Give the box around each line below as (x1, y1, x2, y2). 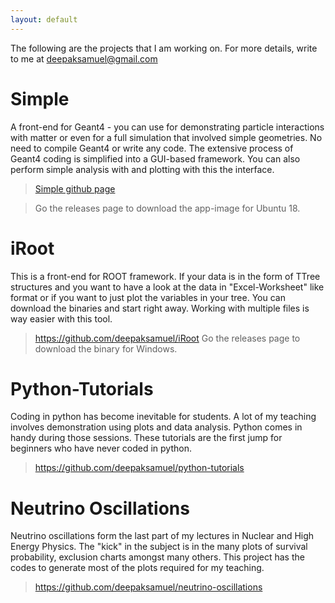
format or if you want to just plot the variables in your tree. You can (10, 291, 286, 303)
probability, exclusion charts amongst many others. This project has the (10, 551, 305, 563)
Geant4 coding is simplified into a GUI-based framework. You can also (10, 152, 301, 165)
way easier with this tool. (10, 312, 113, 325)
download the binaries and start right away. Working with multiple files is (10, 302, 310, 314)
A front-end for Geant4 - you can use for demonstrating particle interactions (10, 121, 325, 133)
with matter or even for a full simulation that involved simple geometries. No (10, 131, 323, 143)
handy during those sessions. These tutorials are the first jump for (10, 432, 283, 444)
